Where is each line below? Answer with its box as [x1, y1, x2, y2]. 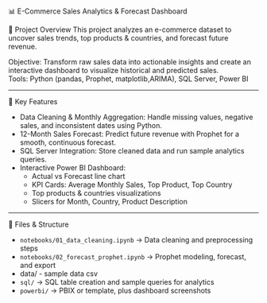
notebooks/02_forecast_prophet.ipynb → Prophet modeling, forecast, [19, 252, 246, 261]
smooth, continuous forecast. [19, 138, 117, 147]
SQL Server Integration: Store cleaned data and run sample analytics [19, 146, 245, 155]
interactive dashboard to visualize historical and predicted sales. [8, 66, 219, 75]
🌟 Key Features [8, 97, 58, 106]
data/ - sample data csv [19, 269, 98, 278]
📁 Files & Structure [8, 219, 69, 229]
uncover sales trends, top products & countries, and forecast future [8, 33, 229, 42]
